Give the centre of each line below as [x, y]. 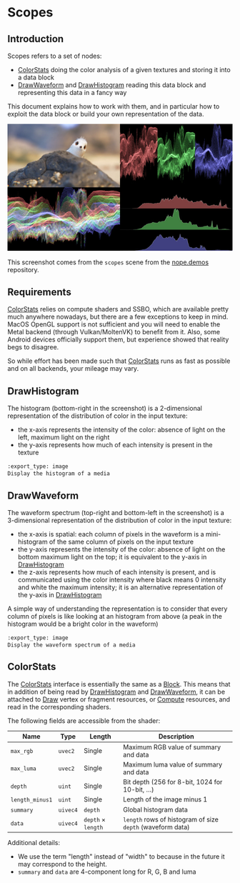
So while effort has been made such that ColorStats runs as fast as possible [119, 361]
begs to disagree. [33, 347]
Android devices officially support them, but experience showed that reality [118, 339]
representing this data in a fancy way [72, 93]
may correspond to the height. [62, 864]
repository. [23, 269]
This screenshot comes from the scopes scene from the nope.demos [108, 262]
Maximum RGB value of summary [172, 747]
